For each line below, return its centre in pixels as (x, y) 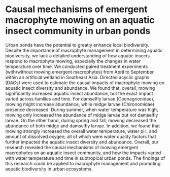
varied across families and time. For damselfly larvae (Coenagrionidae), (80, 99)
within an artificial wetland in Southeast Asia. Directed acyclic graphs (77, 77)
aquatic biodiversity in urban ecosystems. (49, 169)
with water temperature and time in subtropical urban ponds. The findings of (85, 158)
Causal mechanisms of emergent (77, 9)
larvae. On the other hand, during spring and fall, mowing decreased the (81, 120)
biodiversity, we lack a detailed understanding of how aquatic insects (78, 56)
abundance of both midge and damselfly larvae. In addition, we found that (83, 126)
